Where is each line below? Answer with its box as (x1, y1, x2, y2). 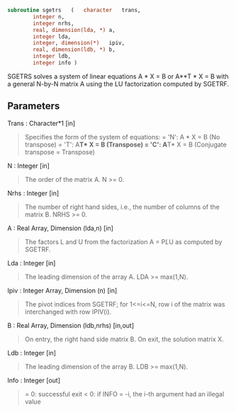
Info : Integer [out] (7, 376, 61, 384)
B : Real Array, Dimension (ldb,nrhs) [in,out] (7, 321, 135, 329)
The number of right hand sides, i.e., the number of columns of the (24, 202, 220, 211)
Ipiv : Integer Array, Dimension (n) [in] (7, 286, 118, 294)
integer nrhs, (33, 20, 74, 27)
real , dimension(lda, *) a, (33, 26, 116, 33)
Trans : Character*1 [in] (7, 119, 76, 127)
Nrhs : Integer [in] (7, 188, 60, 198)
